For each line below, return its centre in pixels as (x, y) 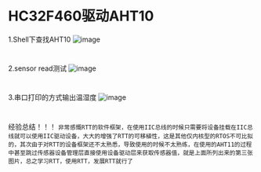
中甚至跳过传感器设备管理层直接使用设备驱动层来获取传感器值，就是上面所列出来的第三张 (130, 153)
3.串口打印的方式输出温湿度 (53, 97)
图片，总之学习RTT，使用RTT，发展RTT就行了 (71, 161)
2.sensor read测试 (38, 68)
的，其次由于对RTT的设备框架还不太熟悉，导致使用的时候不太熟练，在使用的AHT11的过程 (130, 145)
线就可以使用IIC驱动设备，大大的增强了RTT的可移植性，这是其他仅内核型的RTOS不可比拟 (130, 136)
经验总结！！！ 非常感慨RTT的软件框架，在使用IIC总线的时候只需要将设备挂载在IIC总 (130, 126)
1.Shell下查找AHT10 (40, 39)
